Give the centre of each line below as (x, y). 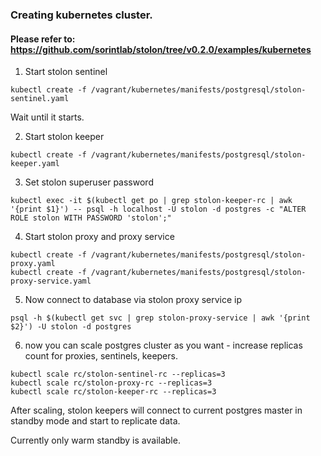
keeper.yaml (35, 164)
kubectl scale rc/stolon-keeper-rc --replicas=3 (113, 392)
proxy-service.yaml (51, 281)
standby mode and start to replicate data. (95, 421)
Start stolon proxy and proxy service (99, 237)
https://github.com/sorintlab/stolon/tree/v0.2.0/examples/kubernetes (161, 49)
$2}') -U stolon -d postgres (71, 327)
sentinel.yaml (40, 99)
